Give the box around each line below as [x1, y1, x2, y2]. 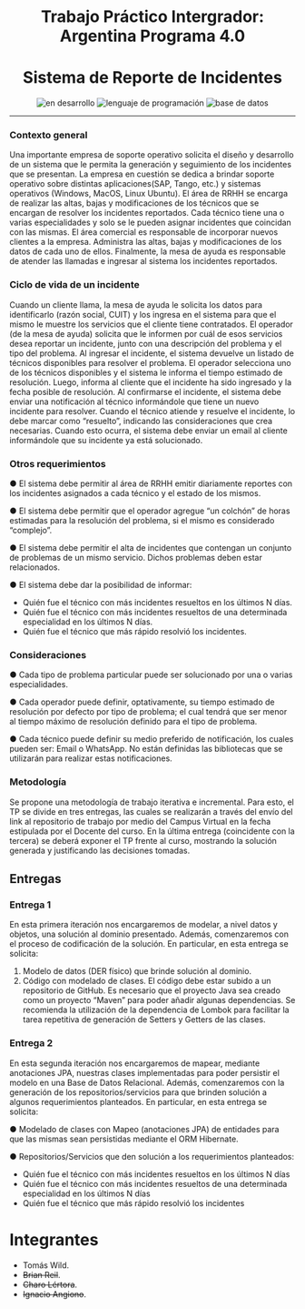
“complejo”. [9, 525, 53, 536]
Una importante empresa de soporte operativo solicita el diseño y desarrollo [9, 149, 294, 160]
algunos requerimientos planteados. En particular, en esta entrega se [9, 1096, 268, 1107]
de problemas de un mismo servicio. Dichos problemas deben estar [9, 553, 263, 563]
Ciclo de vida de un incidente [9, 279, 141, 291]
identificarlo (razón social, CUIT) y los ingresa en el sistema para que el [9, 309, 277, 320]
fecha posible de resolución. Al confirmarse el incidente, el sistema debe [9, 386, 281, 397]
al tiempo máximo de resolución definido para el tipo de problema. [9, 716, 258, 727]
